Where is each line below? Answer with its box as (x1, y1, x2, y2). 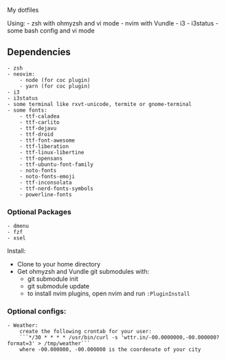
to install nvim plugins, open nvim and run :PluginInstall (27, 289, 190, 298)
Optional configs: (7, 306, 67, 316)
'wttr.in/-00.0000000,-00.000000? (120, 334, 220, 341)
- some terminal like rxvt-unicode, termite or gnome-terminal (7, 100, 192, 107)
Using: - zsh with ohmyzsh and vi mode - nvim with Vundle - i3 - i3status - (7, 19, 218, 27)
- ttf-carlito (19, 118, 60, 126)
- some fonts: (7, 107, 48, 114)
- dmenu (7, 223, 30, 230)
